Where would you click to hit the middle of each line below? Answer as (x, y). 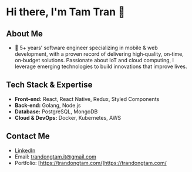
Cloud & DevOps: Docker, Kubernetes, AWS (68, 117)
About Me (24, 34)
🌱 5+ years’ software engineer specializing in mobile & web (86, 48)
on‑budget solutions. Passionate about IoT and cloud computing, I (94, 60)
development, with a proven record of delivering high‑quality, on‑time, (99, 54)
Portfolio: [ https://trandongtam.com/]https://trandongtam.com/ (91, 163)
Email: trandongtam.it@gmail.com (55, 156)
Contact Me (28, 136)
